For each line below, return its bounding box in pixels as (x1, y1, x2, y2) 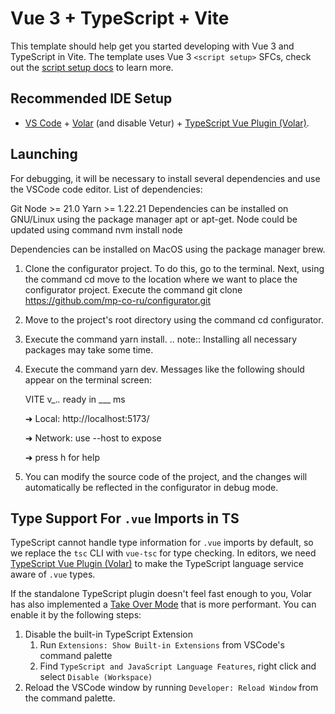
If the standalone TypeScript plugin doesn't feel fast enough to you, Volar (10, 588, 313, 600)
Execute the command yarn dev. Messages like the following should (24, 363, 305, 375)
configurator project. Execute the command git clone (24, 283, 243, 296)
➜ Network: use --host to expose (24, 432, 162, 444)
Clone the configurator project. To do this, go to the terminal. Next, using (24, 262, 325, 274)
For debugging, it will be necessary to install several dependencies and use (10, 172, 321, 184)
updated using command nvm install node (10, 223, 183, 236)
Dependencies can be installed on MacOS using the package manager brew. (10, 243, 326, 255)
